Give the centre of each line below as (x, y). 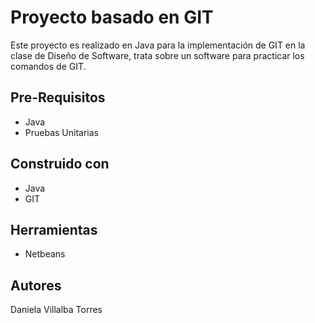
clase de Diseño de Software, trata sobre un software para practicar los (157, 55)
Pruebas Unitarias (61, 132)
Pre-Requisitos (58, 97)
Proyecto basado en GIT (112, 17)
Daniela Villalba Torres (56, 310)
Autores (36, 285)
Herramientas (54, 229)
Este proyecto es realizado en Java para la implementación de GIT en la (158, 45)
